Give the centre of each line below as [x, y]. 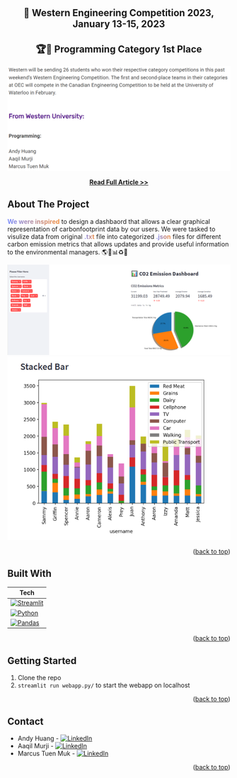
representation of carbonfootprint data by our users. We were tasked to [111, 229]
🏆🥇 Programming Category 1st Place [119, 49]
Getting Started [42, 661]
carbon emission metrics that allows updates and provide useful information [118, 244]
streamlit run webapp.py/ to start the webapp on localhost [104, 685]
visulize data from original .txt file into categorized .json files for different [114, 236]
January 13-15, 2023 [119, 24]
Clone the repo [39, 678]
